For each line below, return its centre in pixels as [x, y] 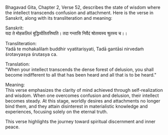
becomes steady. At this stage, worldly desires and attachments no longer [83, 101]
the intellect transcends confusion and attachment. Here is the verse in [79, 13]
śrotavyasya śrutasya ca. [31, 54]
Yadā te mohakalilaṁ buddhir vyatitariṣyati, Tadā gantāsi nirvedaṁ [75, 49]
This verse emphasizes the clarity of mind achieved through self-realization [84, 90]
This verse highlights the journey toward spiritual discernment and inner [80, 122]
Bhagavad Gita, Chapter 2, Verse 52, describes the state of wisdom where [83, 7]
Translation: [18, 64]
